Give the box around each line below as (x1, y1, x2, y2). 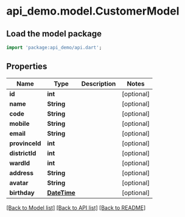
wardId (9, 159, 30, 167)
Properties (6, 61, 47, 72)
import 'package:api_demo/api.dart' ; (6, 44, 102, 50)
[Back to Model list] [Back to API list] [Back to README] (6, 204, 146, 211)
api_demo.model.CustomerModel (6, 4, 180, 18)
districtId (9, 149, 37, 157)
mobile (9, 119, 30, 128)
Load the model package (6, 29, 102, 39)
